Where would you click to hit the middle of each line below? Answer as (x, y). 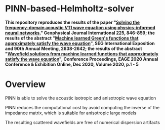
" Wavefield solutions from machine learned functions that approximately (82, 54)
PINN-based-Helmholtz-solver (70, 9)
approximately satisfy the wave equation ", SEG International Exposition (80, 43)
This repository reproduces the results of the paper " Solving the (72, 22)
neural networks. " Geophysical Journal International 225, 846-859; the (80, 33)
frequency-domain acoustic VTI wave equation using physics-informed (80, 27)
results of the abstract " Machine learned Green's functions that (72, 38)
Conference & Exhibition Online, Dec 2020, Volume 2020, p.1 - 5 (72, 64)
